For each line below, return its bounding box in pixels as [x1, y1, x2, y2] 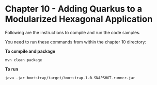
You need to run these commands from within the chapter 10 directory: [5, 39, 146, 44]
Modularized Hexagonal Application [5, 14, 153, 25]
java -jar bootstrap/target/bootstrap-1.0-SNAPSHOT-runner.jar [5, 75, 136, 80]
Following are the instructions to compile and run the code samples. [5, 29, 141, 35]
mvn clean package [5, 57, 42, 62]
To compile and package [5, 48, 56, 54]
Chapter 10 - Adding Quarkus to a [5, 3, 142, 14]
